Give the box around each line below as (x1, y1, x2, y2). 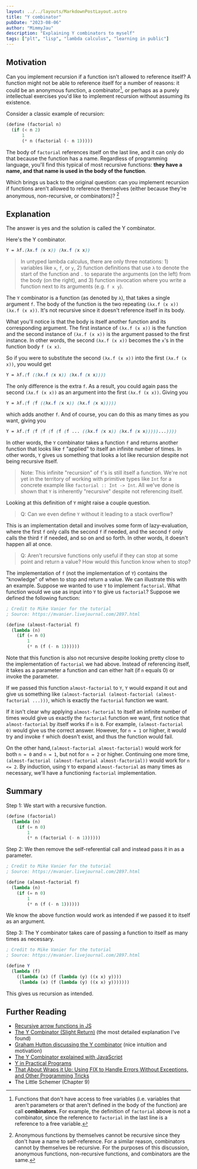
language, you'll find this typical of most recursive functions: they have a (6, 161, 183, 168)
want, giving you (6, 417, 46, 424)
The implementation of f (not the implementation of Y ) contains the (6, 570, 168, 577)
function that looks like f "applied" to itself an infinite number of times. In (6, 445, 182, 452)
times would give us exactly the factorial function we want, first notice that (6, 714, 190, 721)
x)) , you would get (6, 361, 52, 368)
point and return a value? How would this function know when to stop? (20, 558, 191, 565)
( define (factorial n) (6, 121, 62, 128)
